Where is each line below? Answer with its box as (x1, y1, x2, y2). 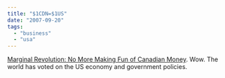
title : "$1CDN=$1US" (7, 10, 68, 17)
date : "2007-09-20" (7, 17, 64, 24)
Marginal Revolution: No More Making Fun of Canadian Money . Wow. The (7, 55, 219, 63)
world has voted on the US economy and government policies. (7, 63, 188, 71)
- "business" (13, 29, 52, 37)
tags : (7, 23, 23, 30)
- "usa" (13, 36, 36, 43)
